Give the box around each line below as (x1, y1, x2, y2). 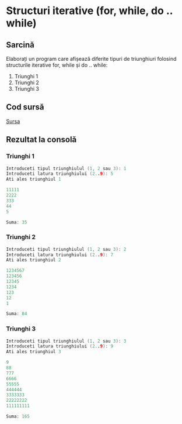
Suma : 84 (6, 311, 27, 317)
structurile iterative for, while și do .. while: (6, 61, 108, 68)
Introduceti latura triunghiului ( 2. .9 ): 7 (6, 251, 114, 258)
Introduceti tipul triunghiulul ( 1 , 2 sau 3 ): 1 (6, 166, 127, 171)
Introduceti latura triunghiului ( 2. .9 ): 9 (6, 343, 114, 349)
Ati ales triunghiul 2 (6, 257, 61, 263)
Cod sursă (6, 102, 44, 112)
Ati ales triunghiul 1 (6, 177, 61, 182)
